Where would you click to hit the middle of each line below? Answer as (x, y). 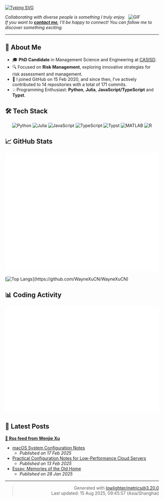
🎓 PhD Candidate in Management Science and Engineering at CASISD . (84, 59)
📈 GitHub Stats (29, 141)
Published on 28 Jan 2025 (46, 474)
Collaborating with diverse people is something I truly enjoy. (65, 17)
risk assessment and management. (47, 74)
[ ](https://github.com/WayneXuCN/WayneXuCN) (67, 279)
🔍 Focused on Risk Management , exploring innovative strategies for (82, 67)
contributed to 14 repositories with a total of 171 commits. (69, 84)
